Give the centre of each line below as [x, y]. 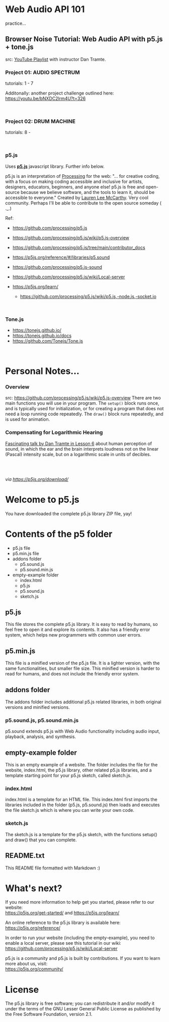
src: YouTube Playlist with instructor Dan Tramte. [56, 59]
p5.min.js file [26, 553]
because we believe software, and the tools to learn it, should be [88, 192]
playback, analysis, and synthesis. [41, 737]
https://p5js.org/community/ [34, 969]
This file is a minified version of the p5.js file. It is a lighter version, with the [82, 663]
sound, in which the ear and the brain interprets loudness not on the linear [82, 449]
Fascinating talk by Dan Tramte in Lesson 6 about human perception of [79, 444]
